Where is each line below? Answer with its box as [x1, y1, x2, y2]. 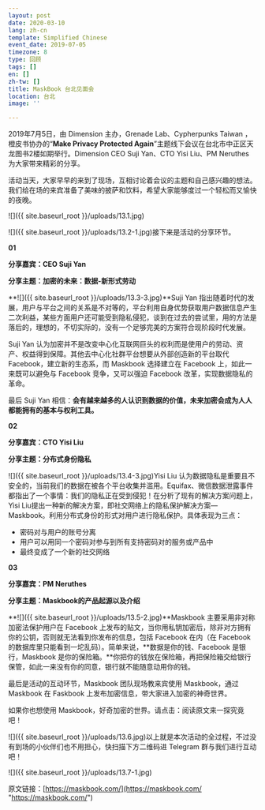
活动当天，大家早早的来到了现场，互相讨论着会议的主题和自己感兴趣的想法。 [8, 175, 257, 186]
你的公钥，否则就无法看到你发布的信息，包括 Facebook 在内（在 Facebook [8, 632, 251, 642]
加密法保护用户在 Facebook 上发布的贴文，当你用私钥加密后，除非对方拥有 [8, 623, 252, 632]
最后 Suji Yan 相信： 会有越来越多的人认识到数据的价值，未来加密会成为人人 [8, 396, 252, 405]
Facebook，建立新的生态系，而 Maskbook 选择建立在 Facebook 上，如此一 [8, 359, 252, 369]
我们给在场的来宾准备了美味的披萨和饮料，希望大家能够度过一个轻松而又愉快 [8, 186, 257, 195]
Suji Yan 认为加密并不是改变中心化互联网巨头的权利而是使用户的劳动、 [8, 339, 237, 349]
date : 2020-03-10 [8, 19, 65, 27]
